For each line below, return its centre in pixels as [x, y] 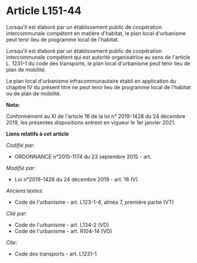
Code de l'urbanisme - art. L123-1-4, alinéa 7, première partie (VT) [94, 202]
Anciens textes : [25, 190]
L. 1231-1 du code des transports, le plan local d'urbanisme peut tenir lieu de [98, 63]
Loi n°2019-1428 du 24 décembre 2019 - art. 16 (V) [76, 179]
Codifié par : [21, 145]
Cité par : [17, 213]
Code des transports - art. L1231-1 [56, 254]
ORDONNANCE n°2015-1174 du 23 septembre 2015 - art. [83, 156]
